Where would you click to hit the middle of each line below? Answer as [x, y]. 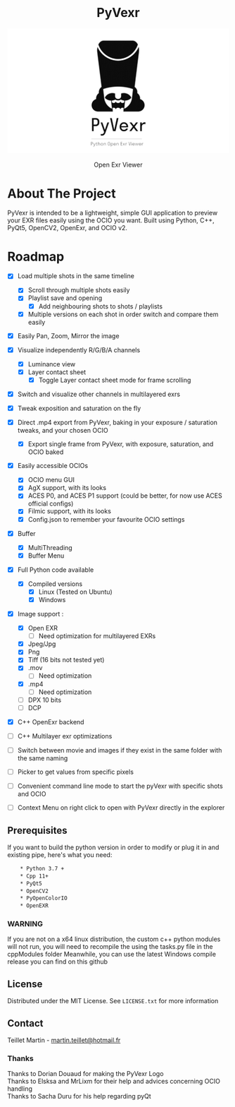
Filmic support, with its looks [69, 511]
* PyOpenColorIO [44, 898]
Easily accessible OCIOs [53, 466]
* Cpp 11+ [34, 876]
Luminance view [52, 364]
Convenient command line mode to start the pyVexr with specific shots [120, 786]
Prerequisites [37, 830]
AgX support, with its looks [67, 488]
